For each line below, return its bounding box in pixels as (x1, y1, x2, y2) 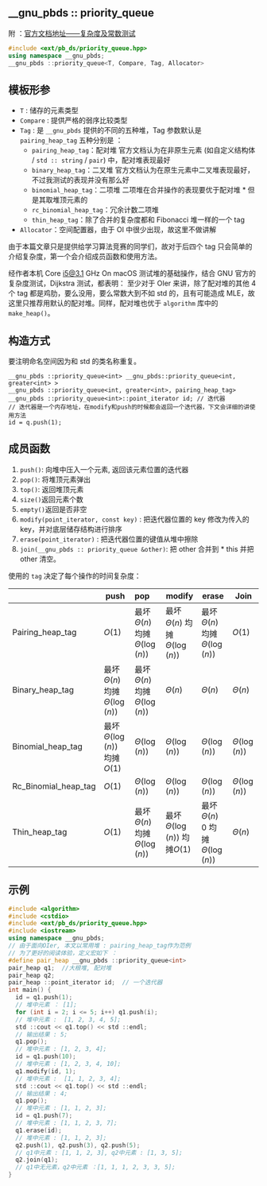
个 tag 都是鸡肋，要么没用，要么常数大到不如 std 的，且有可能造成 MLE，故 (8, 289, 256, 298)
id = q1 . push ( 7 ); (15, 1112, 73, 1120)
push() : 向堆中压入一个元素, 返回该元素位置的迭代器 (19, 464, 189, 474)
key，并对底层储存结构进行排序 (19, 524, 122, 533)
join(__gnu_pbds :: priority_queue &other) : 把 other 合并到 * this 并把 (19, 544, 254, 553)
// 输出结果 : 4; (15, 1089, 68, 1098)
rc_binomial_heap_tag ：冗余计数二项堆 (31, 205, 159, 215)
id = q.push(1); (8, 419, 62, 427)
